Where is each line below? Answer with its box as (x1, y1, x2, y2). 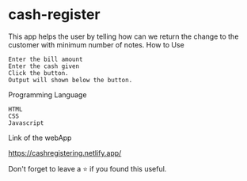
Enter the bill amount (8, 55, 83, 63)
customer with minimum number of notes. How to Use (8, 40, 184, 49)
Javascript (8, 119, 44, 127)
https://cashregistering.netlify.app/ (8, 148, 122, 157)
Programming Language (8, 89, 87, 100)
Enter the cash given (8, 62, 80, 70)
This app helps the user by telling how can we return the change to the (8, 32, 239, 41)
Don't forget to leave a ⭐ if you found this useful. (8, 164, 167, 173)
